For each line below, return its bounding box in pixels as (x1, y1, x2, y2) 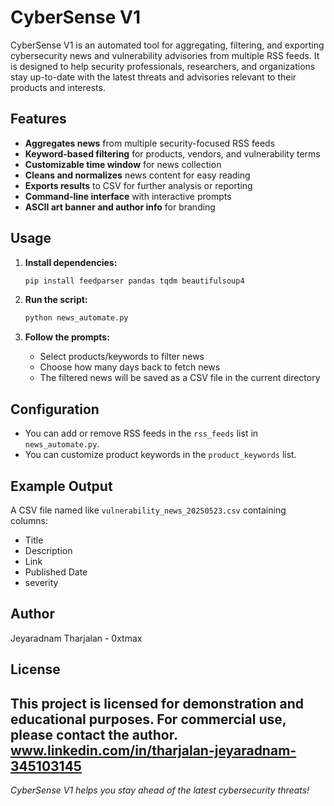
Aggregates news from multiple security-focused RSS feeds (24, 137, 276, 149)
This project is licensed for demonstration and (10, 695, 305, 712)
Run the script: (24, 294, 88, 306)
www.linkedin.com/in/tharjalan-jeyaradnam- (10, 742, 297, 759)
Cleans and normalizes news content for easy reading (24, 169, 251, 181)
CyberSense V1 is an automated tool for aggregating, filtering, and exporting (10, 39, 325, 51)
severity (24, 576, 59, 588)
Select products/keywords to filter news (39, 351, 205, 363)
